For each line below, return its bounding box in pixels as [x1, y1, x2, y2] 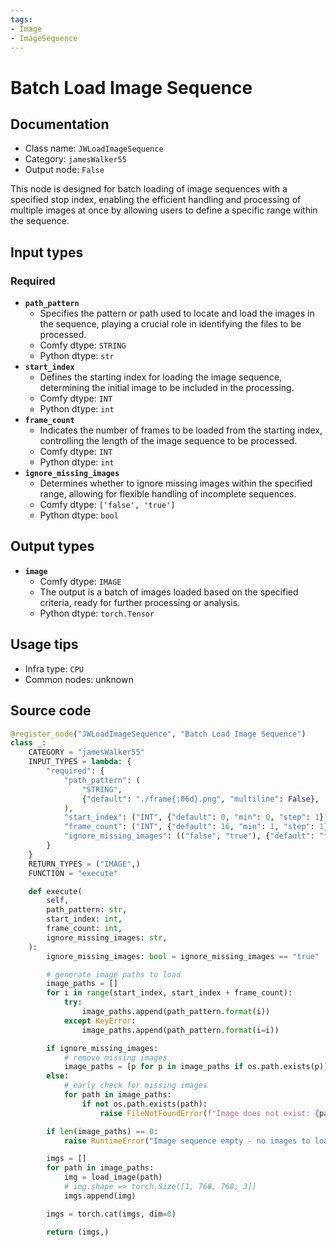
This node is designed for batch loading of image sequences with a [10, 183, 288, 195]
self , [46, 896, 70, 906]
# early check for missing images [63, 1081, 208, 1091]
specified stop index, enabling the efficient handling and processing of [10, 194, 302, 206]
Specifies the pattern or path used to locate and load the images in [39, 307, 315, 320]
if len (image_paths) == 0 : [46, 1126, 159, 1136]
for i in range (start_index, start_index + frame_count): [46, 988, 293, 998]
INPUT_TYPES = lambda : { [28, 757, 132, 767]
